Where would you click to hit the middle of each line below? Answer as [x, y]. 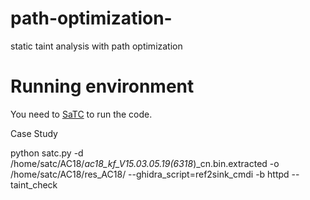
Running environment [102, 86]
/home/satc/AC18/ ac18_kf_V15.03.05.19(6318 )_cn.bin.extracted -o [145, 163]
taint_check [34, 184]
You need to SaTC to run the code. [81, 114]
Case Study [34, 133]
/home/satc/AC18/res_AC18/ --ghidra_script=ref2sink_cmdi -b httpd [150, 174]
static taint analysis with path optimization [96, 46]
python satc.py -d [47, 153]
